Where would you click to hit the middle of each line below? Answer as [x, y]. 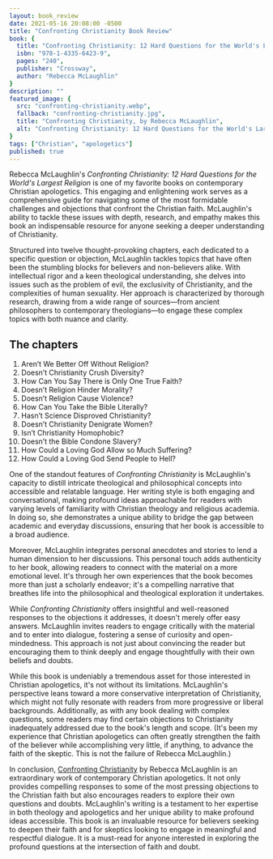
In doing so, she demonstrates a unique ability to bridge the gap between [131, 517]
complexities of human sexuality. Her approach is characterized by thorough [137, 293]
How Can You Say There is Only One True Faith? [102, 381]
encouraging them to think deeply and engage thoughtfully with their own [132, 652]
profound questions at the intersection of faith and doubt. [105, 847]
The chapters [44, 344]
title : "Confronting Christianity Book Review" [91, 31]
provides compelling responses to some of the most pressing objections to [134, 787]
